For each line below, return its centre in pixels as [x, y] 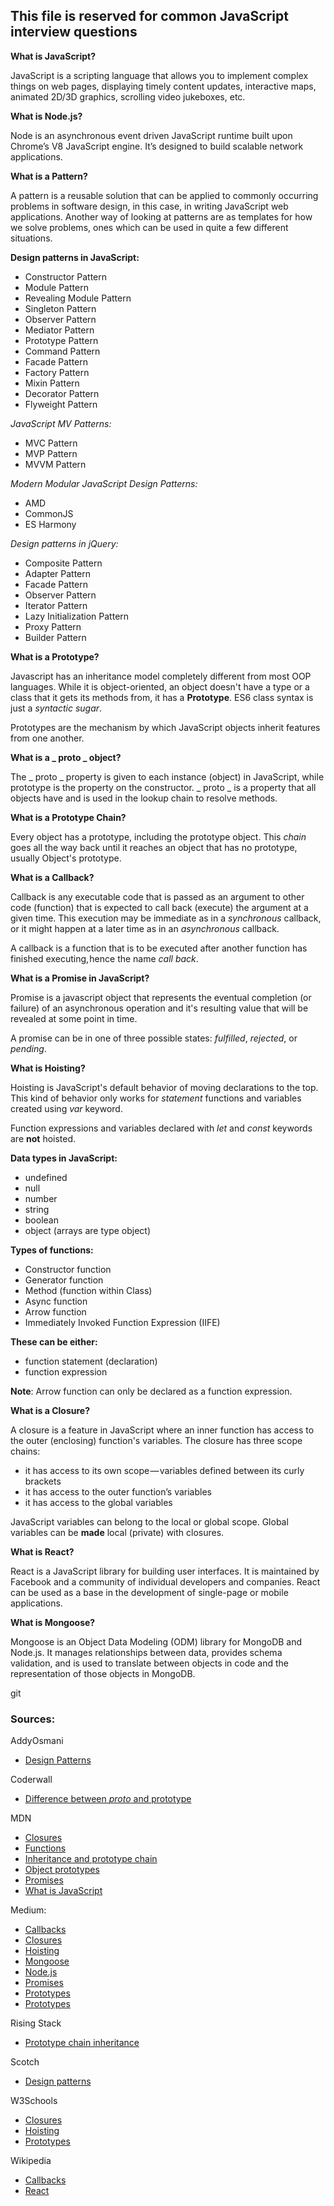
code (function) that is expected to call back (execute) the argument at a [159, 907]
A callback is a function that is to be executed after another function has [159, 948]
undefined [46, 1177]
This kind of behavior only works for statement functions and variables [156, 1098]
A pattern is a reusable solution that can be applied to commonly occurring [164, 195]
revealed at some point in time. [74, 1018]
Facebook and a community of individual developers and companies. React [165, 1581]
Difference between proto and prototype [108, 1799]
